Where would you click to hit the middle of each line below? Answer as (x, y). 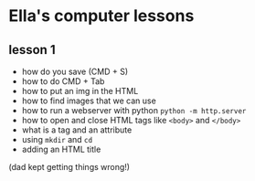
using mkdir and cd (57, 139)
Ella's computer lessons (101, 16)
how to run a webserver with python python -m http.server (134, 110)
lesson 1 (32, 50)
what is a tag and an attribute (77, 130)
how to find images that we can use (89, 101)
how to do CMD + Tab (63, 81)
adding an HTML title (61, 149)
